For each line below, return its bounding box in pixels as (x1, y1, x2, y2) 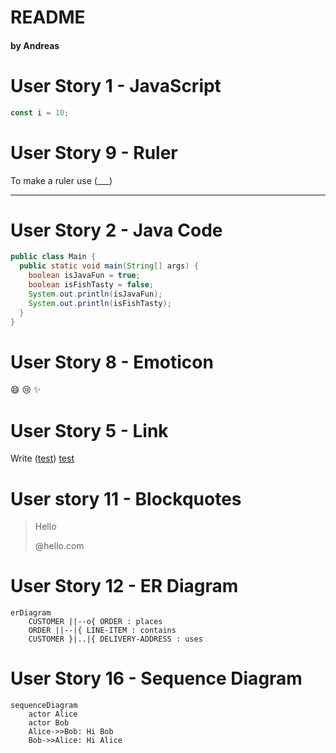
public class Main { (10, 252, 97, 262)
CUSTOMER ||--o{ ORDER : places (28, 617, 163, 627)
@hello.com (34, 540, 85, 552)
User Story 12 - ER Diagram (10, 575, 239, 598)
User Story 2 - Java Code (10, 219, 223, 241)
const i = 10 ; (10, 107, 70, 118)
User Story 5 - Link (10, 419, 169, 442)
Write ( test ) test (10, 452, 75, 465)
